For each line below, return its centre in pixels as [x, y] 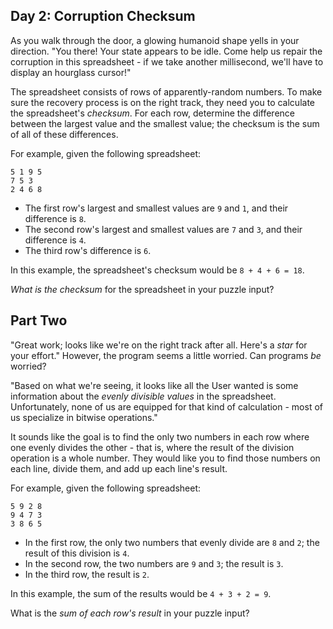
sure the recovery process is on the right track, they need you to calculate [162, 102]
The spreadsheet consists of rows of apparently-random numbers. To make [166, 91]
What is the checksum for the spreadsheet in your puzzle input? [142, 289]
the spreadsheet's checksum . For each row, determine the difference [152, 113]
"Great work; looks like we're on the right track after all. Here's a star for [159, 345]
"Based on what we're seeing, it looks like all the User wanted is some [154, 385]
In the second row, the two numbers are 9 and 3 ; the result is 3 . [154, 563]
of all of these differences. [64, 134]
